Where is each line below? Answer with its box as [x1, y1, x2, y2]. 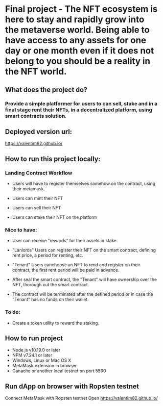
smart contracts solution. [5, 112, 67, 119]
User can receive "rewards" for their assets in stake [12, 238, 116, 244]
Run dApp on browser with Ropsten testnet [5, 382, 140, 390]
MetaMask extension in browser [12, 363, 77, 369]
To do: [5, 309, 21, 316]
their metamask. [12, 186, 45, 192]
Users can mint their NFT [12, 195, 63, 201]
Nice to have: [5, 227, 38, 233]
